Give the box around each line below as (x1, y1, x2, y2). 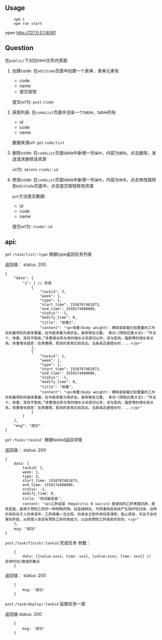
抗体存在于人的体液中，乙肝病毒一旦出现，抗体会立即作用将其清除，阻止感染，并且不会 (5, 512, 154, 517)
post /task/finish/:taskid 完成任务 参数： (5, 540, 91, 546)
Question (5, 44, 34, 52)
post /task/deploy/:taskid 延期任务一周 (5, 601, 86, 607)
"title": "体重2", (39, 320, 76, 325)
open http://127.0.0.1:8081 (5, 29, 56, 36)
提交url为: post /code (12, 99, 54, 104)
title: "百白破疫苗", (22, 496, 63, 501)
